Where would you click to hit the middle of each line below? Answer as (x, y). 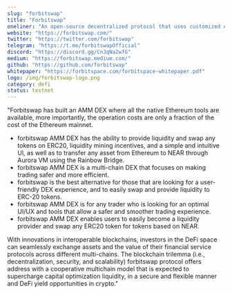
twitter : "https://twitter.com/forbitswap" (71, 39)
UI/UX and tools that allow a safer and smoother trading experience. (114, 212)
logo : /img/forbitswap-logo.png (54, 78)
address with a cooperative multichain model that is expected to (98, 269)
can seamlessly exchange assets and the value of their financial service (109, 247)
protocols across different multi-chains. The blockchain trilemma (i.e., (106, 254)
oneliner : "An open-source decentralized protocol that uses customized (114, 26)
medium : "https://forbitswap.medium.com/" (69, 59)
